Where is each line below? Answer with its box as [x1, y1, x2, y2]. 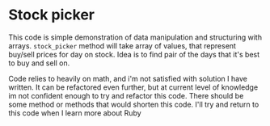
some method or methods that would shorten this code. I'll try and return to [8, 99, 259, 109]
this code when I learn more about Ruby [8, 107, 141, 118]
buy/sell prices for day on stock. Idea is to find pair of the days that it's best [8, 49, 260, 59]
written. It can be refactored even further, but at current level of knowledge [8, 82, 259, 92]
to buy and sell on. [8, 58, 70, 68]
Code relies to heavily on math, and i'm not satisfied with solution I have [8, 73, 248, 83]
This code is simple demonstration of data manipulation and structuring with [8, 32, 263, 42]
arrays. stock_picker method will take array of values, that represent [8, 40, 237, 50]
